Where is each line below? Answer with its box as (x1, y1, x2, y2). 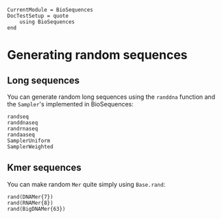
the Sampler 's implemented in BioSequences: (7, 100, 134, 108)
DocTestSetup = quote (7, 12, 69, 19)
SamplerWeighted (7, 143, 53, 150)
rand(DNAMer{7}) (7, 193, 53, 200)
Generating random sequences (7, 47, 188, 63)
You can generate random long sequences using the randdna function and (7, 93, 216, 101)
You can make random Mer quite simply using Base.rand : (7, 180, 166, 188)
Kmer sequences (7, 162, 82, 174)
